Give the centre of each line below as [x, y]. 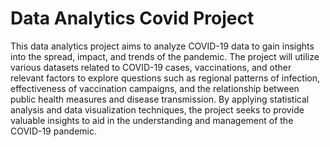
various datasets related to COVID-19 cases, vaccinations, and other [151, 67]
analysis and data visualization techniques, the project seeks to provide [157, 109]
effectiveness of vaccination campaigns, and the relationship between [155, 88]
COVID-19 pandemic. [53, 131]
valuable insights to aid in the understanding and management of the [152, 120]
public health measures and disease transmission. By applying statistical [160, 99]
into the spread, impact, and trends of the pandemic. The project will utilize [165, 56]
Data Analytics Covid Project [132, 18]
